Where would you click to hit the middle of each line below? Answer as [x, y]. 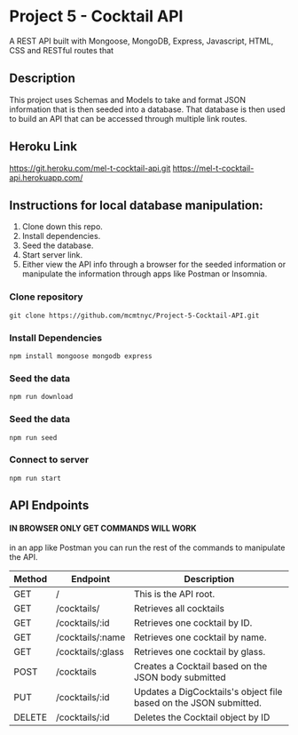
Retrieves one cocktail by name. [200, 637]
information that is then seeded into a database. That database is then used [147, 109]
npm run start [35, 478]
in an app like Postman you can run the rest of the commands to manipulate [147, 547]
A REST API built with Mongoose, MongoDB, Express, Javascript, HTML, [141, 41]
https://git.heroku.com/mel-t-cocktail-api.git [90, 168]
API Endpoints [49, 505]
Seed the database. [58, 245]
